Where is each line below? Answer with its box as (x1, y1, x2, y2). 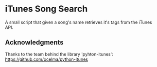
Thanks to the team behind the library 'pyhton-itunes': (5, 51, 113, 57)
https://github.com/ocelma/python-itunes (5, 56, 88, 62)
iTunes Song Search (5, 3, 88, 14)
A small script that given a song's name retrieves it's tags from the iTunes (5, 19, 152, 25)
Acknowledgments (5, 39, 64, 47)
